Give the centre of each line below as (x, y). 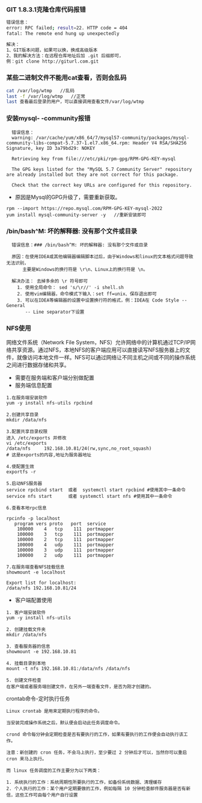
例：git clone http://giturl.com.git (53, 61)
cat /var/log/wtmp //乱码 (41, 91)
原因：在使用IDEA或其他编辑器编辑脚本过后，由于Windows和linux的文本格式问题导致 (103, 256)
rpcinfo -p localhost (33, 519)
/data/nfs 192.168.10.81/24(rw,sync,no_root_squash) (79, 449)
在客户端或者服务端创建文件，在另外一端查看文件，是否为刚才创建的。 (80, 687)
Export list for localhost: (41, 583)
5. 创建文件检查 (24, 681)
